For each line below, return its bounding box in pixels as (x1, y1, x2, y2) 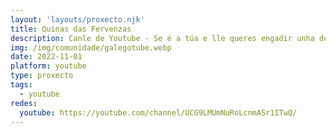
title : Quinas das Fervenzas (10, 24, 132, 34)
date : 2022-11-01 (10, 52, 83, 62)
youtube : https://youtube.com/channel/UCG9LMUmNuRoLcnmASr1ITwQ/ (19, 107, 298, 118)
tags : (10, 80, 33, 90)
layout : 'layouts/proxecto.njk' (10, 14, 145, 25)
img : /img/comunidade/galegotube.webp (10, 42, 172, 53)
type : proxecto (10, 71, 74, 81)
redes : (10, 98, 38, 108)
